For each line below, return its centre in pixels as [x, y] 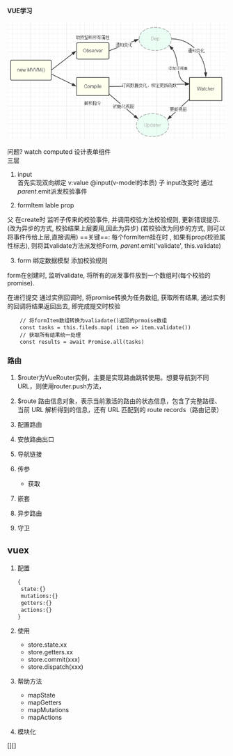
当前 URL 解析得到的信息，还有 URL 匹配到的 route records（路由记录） [120, 409]
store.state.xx [47, 645]
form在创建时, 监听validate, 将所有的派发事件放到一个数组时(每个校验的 [109, 276]
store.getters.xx [50, 652]
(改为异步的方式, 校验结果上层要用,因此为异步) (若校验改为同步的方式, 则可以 [116, 228]
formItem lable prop [46, 205]
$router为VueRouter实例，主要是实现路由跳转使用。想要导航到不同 [113, 377]
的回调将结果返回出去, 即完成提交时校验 [64, 306]
